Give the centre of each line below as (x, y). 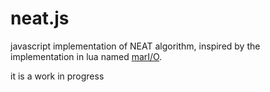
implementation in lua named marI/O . (86, 56)
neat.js (40, 18)
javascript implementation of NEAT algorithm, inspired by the (135, 46)
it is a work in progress (57, 76)
